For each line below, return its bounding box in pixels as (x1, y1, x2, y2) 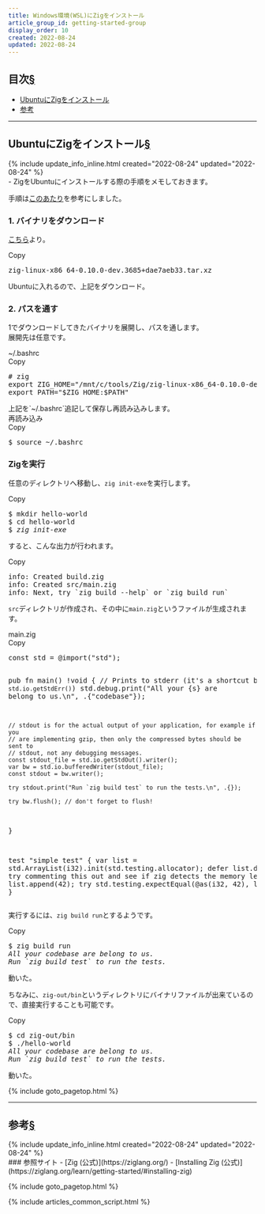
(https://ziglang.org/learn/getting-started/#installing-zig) (8, 1167, 192, 1176)
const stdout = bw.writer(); (8, 770, 104, 777)
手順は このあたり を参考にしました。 (8, 193, 126, 202)
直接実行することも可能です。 (21, 1000, 118, 1009)
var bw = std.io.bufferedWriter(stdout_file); (8, 762, 164, 771)
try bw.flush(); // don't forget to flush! (8, 797, 154, 805)
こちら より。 (8, 235, 50, 244)
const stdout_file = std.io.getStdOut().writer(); (8, 756, 178, 764)
